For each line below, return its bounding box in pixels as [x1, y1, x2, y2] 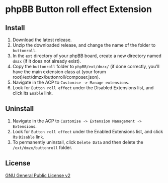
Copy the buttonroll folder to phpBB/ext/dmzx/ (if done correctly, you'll [12, 64, 160, 69]
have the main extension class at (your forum [12, 69, 107, 75]
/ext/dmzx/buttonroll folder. [12, 144, 72, 150]
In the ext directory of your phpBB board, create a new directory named [12, 53, 162, 59]
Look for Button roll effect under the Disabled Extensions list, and [12, 85, 154, 91]
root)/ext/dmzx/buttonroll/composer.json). [12, 74, 100, 80]
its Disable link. [12, 134, 44, 140]
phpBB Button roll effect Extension [5, 4, 152, 15]
